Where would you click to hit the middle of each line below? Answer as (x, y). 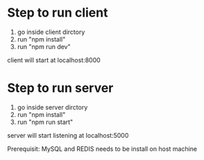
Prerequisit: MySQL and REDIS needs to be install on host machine (102, 149)
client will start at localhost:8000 (54, 60)
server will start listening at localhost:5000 (68, 135)
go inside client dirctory (51, 32)
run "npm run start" (45, 122)
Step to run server (60, 88)
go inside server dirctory (52, 107)
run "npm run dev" (44, 46)
